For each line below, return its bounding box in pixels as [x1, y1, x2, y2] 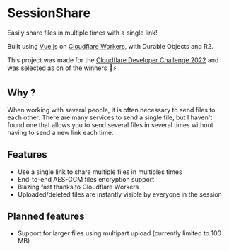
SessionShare [7, 5, 90, 21]
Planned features [7, 210, 85, 222]
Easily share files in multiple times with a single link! [7, 28, 158, 37]
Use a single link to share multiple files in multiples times [17, 168, 182, 176]
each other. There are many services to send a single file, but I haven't [7, 113, 213, 122]
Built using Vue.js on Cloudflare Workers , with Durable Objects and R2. [7, 42, 213, 50]
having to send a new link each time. [7, 128, 114, 136]
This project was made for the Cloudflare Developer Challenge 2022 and [7, 55, 219, 64]
